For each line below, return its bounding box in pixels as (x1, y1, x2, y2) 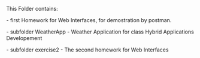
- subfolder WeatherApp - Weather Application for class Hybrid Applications (6, 28, 195, 35)
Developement (6, 35, 43, 41)
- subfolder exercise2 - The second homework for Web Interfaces (6, 46, 169, 53)
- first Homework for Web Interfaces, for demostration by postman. (6, 17, 172, 23)
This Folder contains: (6, 5, 58, 12)
